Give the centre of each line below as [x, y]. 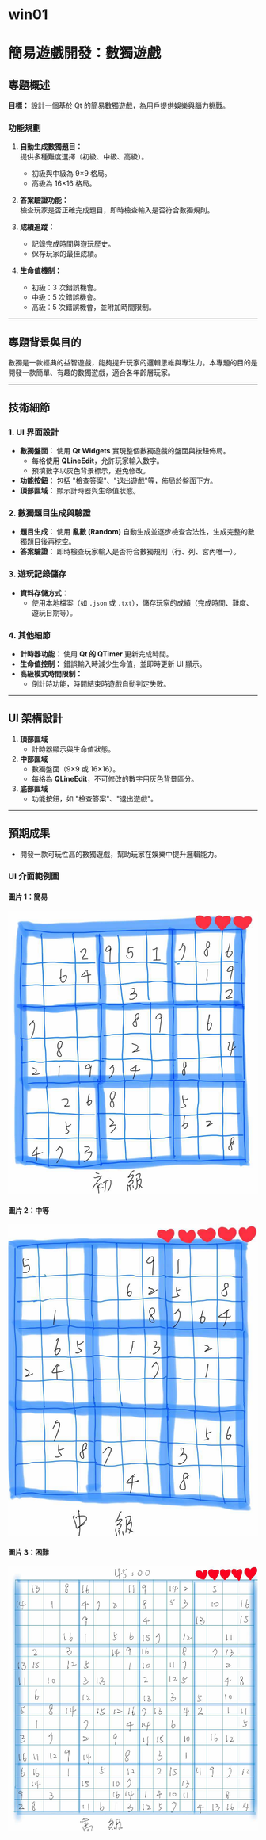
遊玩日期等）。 [54, 613]
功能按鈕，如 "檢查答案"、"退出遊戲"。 [95, 798]
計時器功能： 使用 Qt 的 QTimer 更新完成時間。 [96, 654]
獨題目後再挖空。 [47, 541]
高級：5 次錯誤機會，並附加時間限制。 [93, 308]
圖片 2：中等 [29, 1210]
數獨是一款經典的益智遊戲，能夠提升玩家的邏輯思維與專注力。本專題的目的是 [133, 363]
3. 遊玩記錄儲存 [38, 574]
